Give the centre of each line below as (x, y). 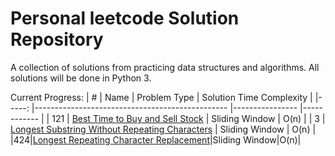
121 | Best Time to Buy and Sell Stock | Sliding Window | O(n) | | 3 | (188, 118)
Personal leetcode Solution (125, 18)
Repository (57, 39)
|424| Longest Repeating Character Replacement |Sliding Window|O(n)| (156, 139)
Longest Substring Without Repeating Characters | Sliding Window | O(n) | (163, 129)
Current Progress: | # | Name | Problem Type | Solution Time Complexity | (161, 97)
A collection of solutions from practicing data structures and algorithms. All (165, 67)
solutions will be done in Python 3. (81, 78)
